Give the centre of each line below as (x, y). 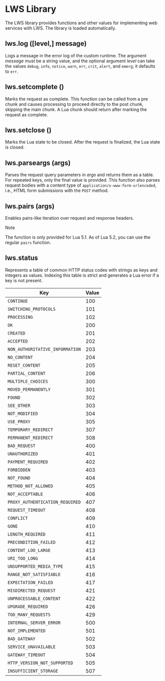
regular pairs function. (28, 243)
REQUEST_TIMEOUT (27, 510)
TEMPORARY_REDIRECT (30, 430)
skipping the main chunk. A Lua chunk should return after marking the (76, 109)
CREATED (16, 333)
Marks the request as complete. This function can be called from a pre (77, 99)
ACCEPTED (18, 341)
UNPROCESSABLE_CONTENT (34, 598)
